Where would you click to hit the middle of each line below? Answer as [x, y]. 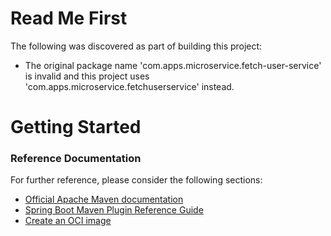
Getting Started [76, 127]
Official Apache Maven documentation [104, 199]
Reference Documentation [76, 159]
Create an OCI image [68, 221]
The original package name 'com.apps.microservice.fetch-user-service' [173, 65]
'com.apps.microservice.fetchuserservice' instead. [129, 86]
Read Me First [69, 18]
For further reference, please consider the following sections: [136, 180]
